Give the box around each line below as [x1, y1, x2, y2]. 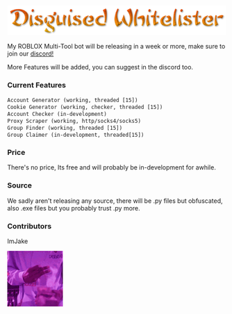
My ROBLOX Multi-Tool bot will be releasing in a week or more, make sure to [7, 42, 226, 50]
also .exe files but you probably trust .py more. [7, 204, 140, 212]
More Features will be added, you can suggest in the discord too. [7, 63, 193, 71]
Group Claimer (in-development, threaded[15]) [7, 131, 144, 139]
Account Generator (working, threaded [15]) [7, 97, 138, 104]
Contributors [7, 221, 52, 231]
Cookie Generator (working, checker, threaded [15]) [7, 104, 163, 111]
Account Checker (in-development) [7, 110, 108, 118]
